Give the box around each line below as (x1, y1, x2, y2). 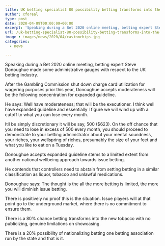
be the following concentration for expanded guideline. (5, 92, 116, 98)
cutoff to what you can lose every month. (5, 111, 88, 118)
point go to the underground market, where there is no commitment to (5, 200, 147, 206)
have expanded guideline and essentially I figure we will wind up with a (5, 106, 149, 112)
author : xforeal (5, 12, 38, 17)
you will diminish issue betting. (5, 186, 67, 192)
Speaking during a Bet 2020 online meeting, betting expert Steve (5, 61, 137, 67)
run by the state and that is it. (5, 235, 64, 241)
